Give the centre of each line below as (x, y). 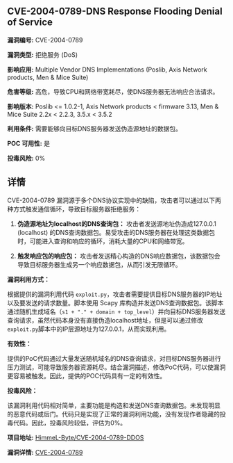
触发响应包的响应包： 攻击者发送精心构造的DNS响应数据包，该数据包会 (119, 256)
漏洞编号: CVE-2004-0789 (45, 40)
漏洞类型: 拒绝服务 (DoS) (43, 54)
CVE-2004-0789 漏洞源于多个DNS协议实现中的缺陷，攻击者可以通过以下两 (114, 200)
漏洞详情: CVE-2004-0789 (45, 452)
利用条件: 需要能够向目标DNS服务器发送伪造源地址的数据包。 (95, 129)
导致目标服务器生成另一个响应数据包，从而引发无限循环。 (99, 264)
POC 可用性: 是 (29, 143)
